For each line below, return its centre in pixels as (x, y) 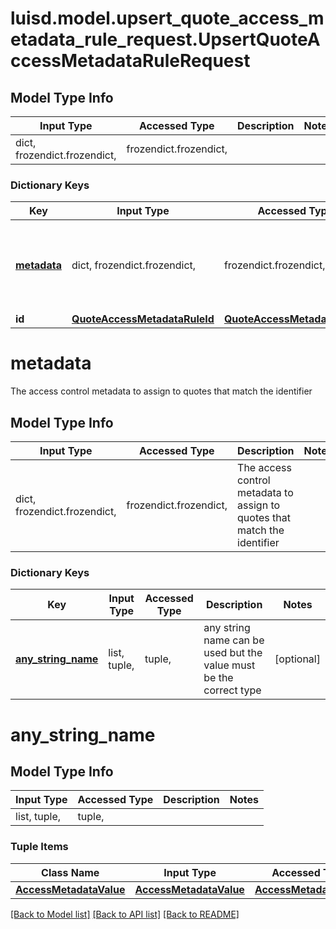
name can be (234, 640)
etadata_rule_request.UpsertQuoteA (165, 39)
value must (229, 665)
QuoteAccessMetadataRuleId (143, 319)
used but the (233, 653)
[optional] (297, 659)
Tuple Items (39, 847)
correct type (232, 690)
